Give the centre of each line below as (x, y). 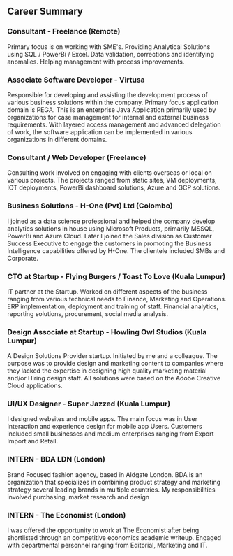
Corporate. (23, 258)
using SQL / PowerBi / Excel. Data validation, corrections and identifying (111, 54)
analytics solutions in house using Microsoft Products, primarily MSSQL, (111, 228)
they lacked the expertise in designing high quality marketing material (107, 371)
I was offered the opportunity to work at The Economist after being (103, 530)
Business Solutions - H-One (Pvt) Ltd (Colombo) (90, 206)
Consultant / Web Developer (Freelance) (77, 157)
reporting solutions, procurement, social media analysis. (88, 313)
